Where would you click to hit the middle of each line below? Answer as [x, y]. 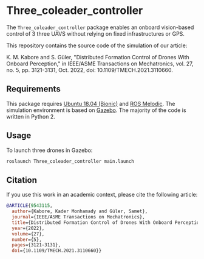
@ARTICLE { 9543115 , [29, 206]
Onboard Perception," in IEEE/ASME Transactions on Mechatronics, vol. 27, [100, 64]
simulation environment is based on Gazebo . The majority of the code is [96, 110]
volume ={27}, [28, 234]
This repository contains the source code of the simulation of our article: [97, 45]
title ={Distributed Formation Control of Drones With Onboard [92, 222]
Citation [22, 180]
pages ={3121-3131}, [36, 245]
